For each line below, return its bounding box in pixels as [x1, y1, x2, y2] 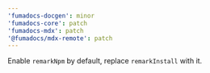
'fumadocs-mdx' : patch [7, 26, 84, 34]
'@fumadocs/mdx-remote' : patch [7, 34, 113, 43]
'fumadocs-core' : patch [7, 19, 88, 27]
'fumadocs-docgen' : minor [7, 11, 94, 20]
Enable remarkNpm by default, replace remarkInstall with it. [7, 56, 203, 66]
